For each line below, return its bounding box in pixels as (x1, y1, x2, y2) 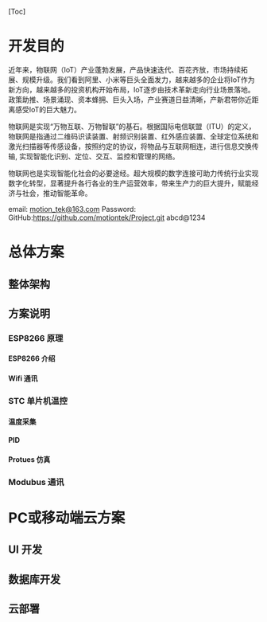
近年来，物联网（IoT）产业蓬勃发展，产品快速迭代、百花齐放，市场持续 (8, 65, 242, 74)
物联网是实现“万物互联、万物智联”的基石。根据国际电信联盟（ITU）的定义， (8, 121, 256, 131)
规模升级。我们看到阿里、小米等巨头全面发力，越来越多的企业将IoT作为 (21, 75, 256, 84)
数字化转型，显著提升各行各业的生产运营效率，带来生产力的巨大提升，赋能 (8, 178, 252, 188)
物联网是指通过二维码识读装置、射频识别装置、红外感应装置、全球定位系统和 (8, 131, 259, 141)
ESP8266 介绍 (8, 354, 56, 363)
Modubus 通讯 (8, 476, 65, 487)
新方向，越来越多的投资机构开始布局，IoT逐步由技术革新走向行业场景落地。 (8, 84, 256, 94)
